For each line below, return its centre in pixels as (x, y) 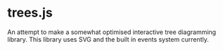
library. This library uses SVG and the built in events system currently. (108, 39)
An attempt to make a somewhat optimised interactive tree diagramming (112, 32)
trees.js (30, 13)
